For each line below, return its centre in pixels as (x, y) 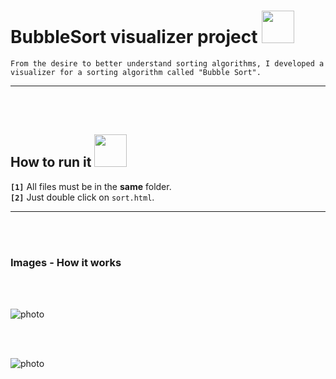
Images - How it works (66, 262)
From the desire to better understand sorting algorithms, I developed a (167, 63)
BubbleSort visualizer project (134, 37)
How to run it (51, 162)
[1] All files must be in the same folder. (91, 186)
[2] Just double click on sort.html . (82, 197)
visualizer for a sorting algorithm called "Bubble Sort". (136, 72)
